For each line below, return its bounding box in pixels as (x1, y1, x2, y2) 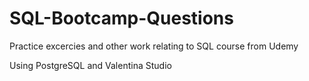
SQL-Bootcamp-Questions (9, 7, 234, 30)
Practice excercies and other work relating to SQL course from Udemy (9, 40, 299, 52)
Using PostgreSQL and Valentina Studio (9, 59, 172, 71)
